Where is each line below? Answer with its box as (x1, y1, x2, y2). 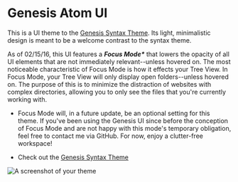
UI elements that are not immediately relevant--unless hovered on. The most (7, 57, 231, 65)
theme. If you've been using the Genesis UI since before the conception (17, 116, 229, 125)
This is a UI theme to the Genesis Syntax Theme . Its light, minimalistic (7, 28, 211, 37)
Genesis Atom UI (7, 5, 108, 21)
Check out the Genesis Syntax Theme (17, 153, 129, 161)
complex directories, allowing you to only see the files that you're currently (7, 87, 226, 96)
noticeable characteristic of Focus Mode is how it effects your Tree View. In (7, 65, 229, 73)
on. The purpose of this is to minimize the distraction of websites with (7, 80, 212, 88)
